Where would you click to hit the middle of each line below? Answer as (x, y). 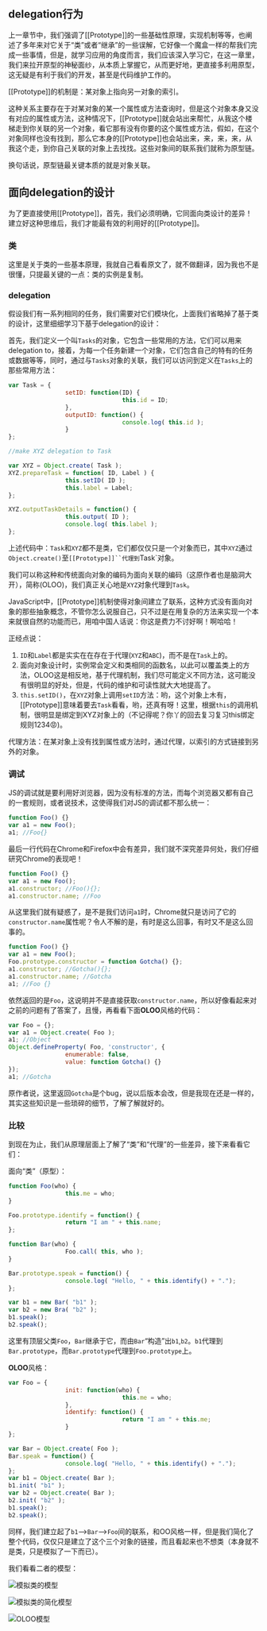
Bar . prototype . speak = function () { (69, 1273)
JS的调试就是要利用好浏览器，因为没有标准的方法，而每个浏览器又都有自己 (131, 793)
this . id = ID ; (145, 400)
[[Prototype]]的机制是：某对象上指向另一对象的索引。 (95, 91)
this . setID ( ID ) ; (95, 480)
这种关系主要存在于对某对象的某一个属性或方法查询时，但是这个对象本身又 (130, 108)
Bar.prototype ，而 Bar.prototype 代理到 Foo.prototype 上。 (102, 1351)
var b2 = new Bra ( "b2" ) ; (53, 1310)
